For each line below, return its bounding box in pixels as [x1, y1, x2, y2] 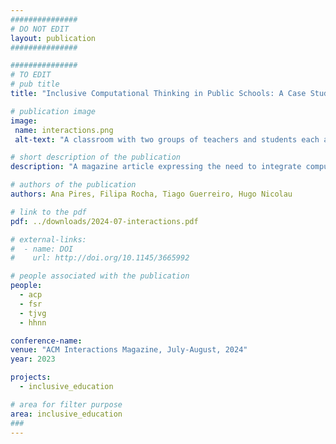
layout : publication [10, 33, 97, 43]
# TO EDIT [10, 70, 52, 80]
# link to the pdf [10, 207, 87, 217]
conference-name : [10, 336, 83, 346]
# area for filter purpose [10, 399, 123, 410]
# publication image [10, 106, 97, 116]
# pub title [10, 79, 60, 90]
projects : [10, 372, 52, 383]
